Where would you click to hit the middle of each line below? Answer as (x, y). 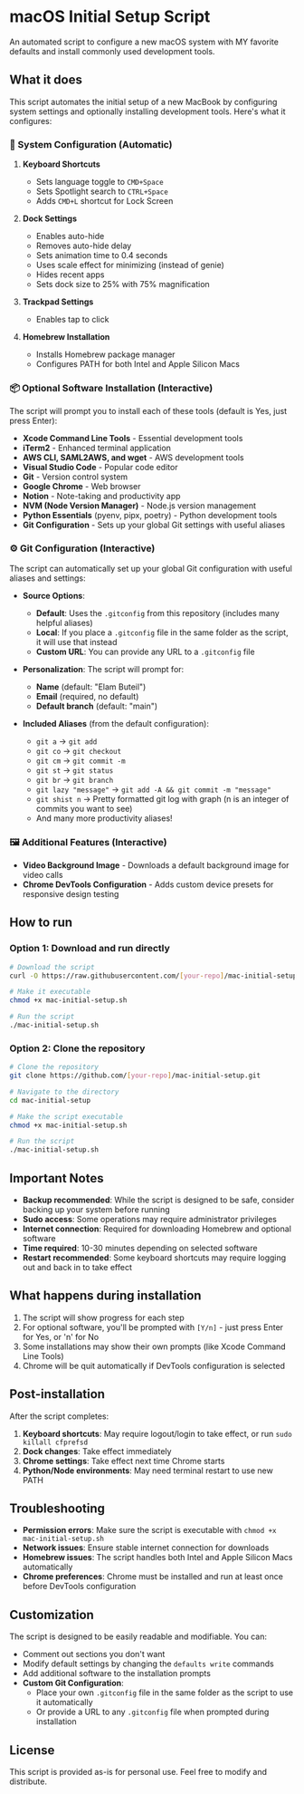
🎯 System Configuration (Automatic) (91, 144)
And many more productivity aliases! (104, 818)
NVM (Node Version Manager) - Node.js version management (139, 506)
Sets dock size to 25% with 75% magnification (123, 285)
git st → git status (75, 770)
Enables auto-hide (70, 236)
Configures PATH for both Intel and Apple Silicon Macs (138, 364)
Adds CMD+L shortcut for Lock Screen (104, 201)
